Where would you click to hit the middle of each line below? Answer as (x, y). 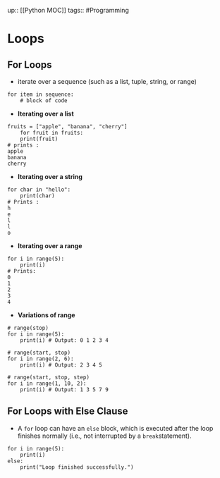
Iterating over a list (45, 114)
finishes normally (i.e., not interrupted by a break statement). (104, 436)
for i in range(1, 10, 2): (47, 384)
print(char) (37, 196)
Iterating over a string (50, 177)
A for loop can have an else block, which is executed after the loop (115, 428)
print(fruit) (39, 139)
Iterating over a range (50, 246)
